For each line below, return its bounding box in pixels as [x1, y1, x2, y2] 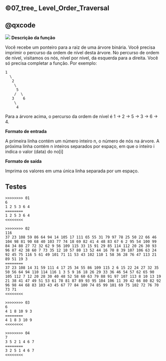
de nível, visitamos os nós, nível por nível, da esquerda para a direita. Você [5, 55, 158, 61]
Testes [5, 182, 27, 191]
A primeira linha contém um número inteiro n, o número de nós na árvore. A [5, 138, 160, 144]
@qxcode [5, 21, 36, 29]
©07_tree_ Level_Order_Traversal [5, 4, 109, 12]
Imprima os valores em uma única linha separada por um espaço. [5, 168, 139, 174]
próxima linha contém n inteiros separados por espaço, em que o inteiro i [5, 143, 155, 149]
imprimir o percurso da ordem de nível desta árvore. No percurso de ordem [5, 50, 160, 56]
